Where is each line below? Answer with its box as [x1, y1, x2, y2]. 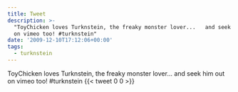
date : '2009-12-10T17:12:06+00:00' [7, 37, 113, 44]
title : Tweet [7, 10, 46, 18]
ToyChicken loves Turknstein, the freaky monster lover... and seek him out [7, 69, 225, 78]
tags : [7, 43, 24, 50]
